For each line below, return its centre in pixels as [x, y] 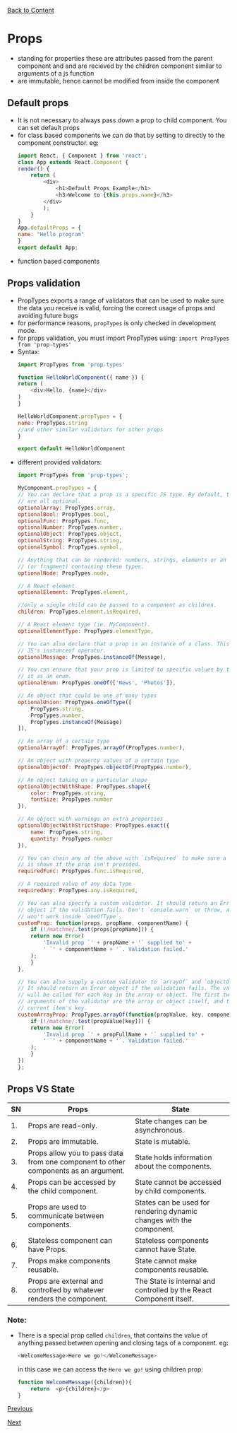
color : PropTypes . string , [69, 793]
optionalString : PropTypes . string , [70, 541]
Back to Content [31, 10]
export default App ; [48, 247]
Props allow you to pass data [75, 1153]
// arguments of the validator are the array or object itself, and [120, 1002]
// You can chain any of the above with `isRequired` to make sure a [122, 858]
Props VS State [41, 1089]
